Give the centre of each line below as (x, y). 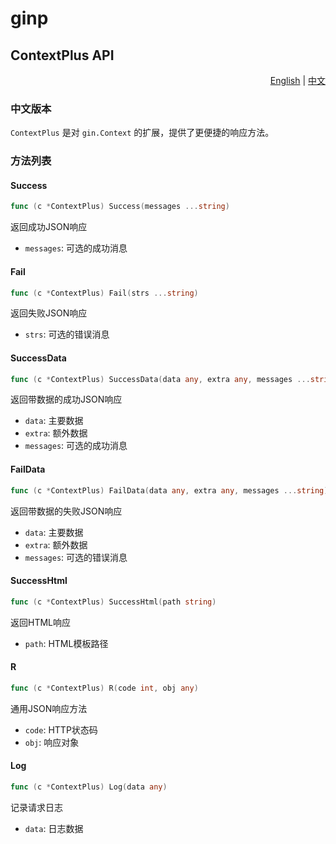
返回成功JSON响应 (49, 227)
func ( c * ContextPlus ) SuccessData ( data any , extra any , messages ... (160, 379)
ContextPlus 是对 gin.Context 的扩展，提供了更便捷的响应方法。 (142, 133)
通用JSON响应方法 (49, 708)
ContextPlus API (62, 55)
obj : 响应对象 (52, 742)
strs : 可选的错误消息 (67, 334)
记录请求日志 (36, 807)
